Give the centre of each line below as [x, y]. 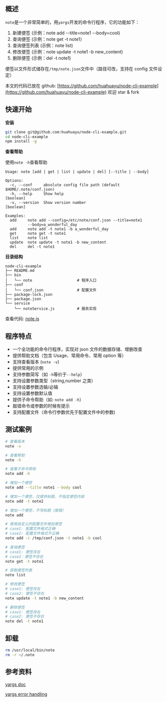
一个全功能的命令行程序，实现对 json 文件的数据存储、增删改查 [77, 349]
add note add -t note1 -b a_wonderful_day [59, 229]
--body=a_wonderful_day [52, 225]
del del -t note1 [32, 247]
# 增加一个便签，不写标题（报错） [36, 510]
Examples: [16, 216]
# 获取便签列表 [19, 571]
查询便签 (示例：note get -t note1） [48, 39]
